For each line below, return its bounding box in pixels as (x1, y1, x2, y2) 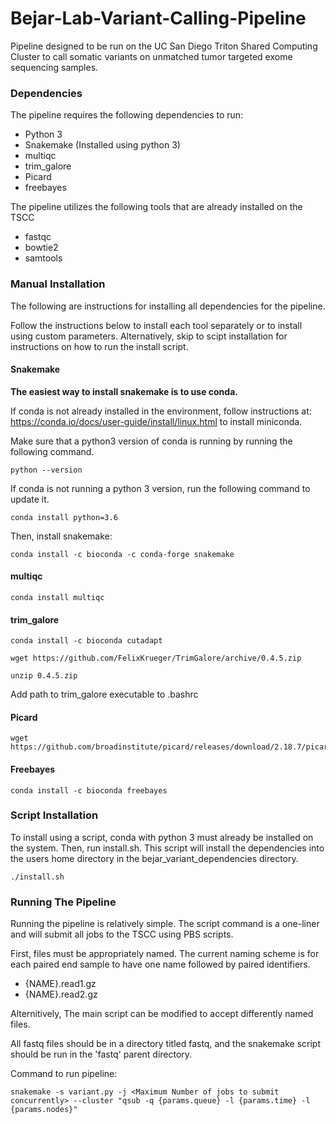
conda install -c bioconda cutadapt (10, 636, 163, 646)
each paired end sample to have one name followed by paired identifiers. (10, 958, 311, 971)
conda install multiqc (10, 592, 105, 602)
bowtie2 (24, 242, 59, 254)
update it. (10, 493, 50, 505)
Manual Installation (10, 277, 106, 291)
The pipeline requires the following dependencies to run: (10, 109, 244, 121)
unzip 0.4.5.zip (10, 671, 78, 681)
